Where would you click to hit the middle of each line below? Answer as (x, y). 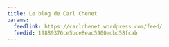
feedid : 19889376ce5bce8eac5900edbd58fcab (75, 33)
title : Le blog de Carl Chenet (52, 13)
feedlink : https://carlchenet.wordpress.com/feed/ (88, 26)
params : (18, 20)
